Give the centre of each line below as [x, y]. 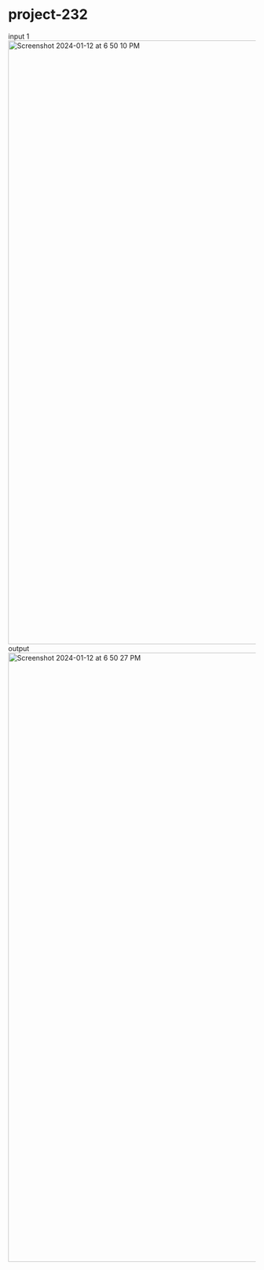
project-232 [48, 15]
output [19, 648]
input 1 [19, 36]
